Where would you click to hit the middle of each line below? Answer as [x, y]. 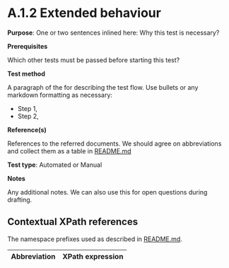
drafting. [20, 199]
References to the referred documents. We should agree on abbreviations [114, 144]
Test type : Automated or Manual [55, 165]
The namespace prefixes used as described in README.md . [95, 239]
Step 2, [28, 116]
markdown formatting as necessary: [60, 95]
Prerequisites [28, 46]
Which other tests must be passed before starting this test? [94, 60]
